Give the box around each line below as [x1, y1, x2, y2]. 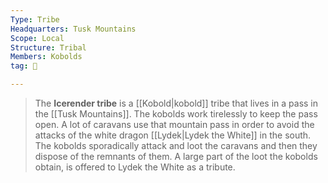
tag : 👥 [10, 61, 38, 71]
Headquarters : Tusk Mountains [10, 24, 137, 34]
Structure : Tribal [10, 42, 87, 53]
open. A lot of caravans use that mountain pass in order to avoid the [34, 119, 315, 130]
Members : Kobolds [10, 52, 83, 62]
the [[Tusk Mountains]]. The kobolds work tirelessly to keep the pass [34, 108, 318, 120]
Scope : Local [10, 33, 65, 43]
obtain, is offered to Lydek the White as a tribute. [34, 161, 236, 173]
